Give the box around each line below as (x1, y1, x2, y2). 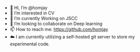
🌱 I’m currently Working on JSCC (9, 15, 78, 21)
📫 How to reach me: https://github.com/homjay (9, 26, 109, 32)
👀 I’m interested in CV (9, 10, 55, 16)
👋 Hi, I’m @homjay (9, 5, 48, 10)
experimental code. (9, 41, 50, 47)
